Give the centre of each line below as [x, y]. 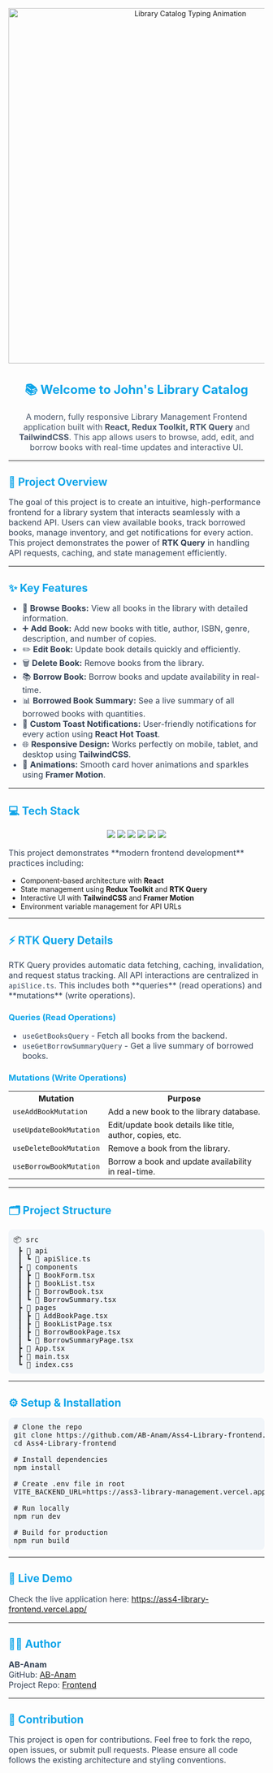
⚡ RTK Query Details [61, 941]
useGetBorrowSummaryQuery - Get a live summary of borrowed [138, 1046]
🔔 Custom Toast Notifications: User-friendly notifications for [139, 724]
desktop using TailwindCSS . [77, 755]
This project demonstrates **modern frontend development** [127, 853]
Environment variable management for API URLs [101, 906]
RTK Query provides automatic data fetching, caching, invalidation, [136, 965]
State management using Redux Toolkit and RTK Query [114, 889]
